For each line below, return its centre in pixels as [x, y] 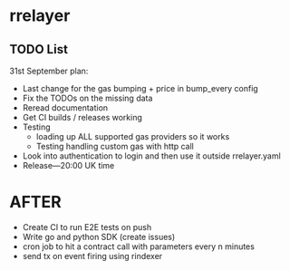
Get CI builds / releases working [82, 117]
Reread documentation [65, 108]
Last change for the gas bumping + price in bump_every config [140, 88]
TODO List [39, 49]
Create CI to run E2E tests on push [87, 227]
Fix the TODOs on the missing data [87, 98]
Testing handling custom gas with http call [115, 146]
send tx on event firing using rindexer [92, 256]
